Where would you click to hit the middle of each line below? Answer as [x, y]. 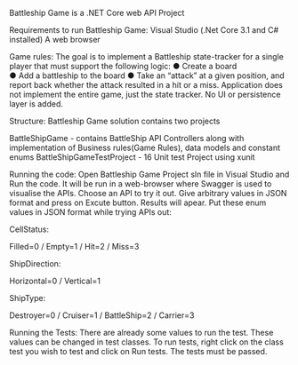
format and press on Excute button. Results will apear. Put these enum [138, 202]
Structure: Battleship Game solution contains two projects [115, 121]
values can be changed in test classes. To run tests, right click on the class [147, 342]
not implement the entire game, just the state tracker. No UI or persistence [145, 94]
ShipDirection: [35, 264]
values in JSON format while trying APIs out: [90, 212]
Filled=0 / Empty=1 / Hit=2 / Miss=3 [74, 246]
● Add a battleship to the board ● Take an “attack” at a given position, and [147, 75]
